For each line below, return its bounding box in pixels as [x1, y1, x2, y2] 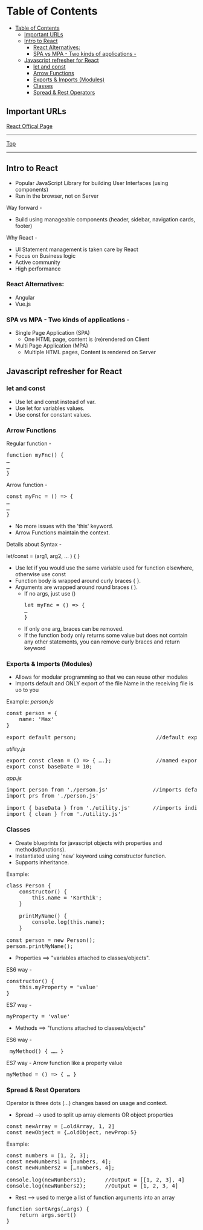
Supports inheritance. [14, 858, 69, 865]
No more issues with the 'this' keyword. [14, 523, 114, 530]
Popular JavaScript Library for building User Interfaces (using [14, 179, 169, 186]
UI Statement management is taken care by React [14, 246, 139, 253]
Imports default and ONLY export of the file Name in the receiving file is [14, 680, 193, 687]
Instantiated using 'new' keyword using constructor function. [14, 852, 167, 859]
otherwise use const [14, 571, 66, 578]
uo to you [14, 687, 39, 694]
